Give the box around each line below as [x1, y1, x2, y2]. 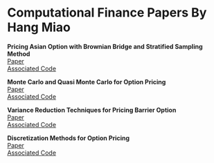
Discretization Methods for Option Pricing [7, 133, 130, 142]
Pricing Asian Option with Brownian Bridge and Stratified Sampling [7, 42, 203, 50]
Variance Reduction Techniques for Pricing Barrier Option [7, 106, 177, 114]
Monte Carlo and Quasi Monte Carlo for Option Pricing [7, 77, 166, 86]
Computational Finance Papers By [7, 5, 207, 21]
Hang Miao [7, 19, 71, 35]
